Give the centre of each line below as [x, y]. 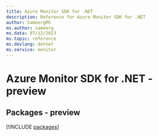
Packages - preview [43, 113]
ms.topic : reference [31, 39]
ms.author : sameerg [30, 28]
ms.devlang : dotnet [30, 45]
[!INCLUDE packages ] [33, 127]
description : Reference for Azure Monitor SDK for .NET [76, 17]
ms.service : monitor [31, 50]
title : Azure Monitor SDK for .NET [50, 11]
